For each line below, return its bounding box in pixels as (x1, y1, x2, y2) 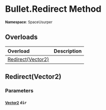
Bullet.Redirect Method (5, 3, 102, 15)
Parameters (5, 87, 33, 94)
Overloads (5, 33, 38, 41)
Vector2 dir (5, 100, 27, 105)
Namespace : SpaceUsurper (5, 20, 53, 25)
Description (53, 48, 82, 55)
